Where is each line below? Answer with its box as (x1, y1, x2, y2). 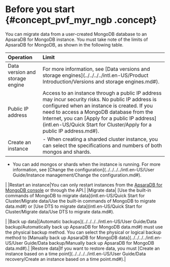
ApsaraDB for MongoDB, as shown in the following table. (5, 41, 124, 48)
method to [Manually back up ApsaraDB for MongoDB (5, 234, 118, 241)
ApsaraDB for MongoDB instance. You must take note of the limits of (5, 36, 148, 42)
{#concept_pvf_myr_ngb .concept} (5, 14, 157, 26)
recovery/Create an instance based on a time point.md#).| (5, 256, 126, 262)
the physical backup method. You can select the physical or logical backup (5, 229, 162, 235)
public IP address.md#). (42, 127, 100, 135)
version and (8, 68, 36, 75)
